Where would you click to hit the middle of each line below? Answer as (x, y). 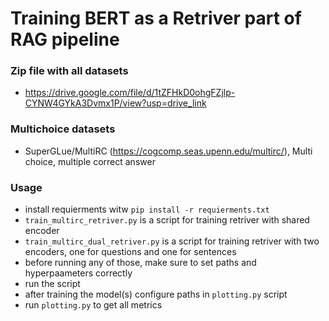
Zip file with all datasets (69, 71)
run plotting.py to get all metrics (93, 305)
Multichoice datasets (63, 129)
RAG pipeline (65, 39)
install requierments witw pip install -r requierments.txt (147, 209)
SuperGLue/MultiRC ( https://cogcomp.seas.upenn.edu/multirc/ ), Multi (168, 151)
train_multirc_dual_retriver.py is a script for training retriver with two (172, 241)
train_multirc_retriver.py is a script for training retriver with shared (167, 220)
